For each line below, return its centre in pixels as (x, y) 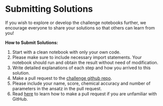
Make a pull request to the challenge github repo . (62, 78)
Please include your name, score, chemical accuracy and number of (81, 83)
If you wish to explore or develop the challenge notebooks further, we (76, 23)
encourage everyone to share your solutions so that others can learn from (80, 27)
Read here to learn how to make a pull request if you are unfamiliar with (84, 94)
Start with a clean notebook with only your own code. (66, 52)
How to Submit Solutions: (32, 42)
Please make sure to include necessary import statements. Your (77, 57)
